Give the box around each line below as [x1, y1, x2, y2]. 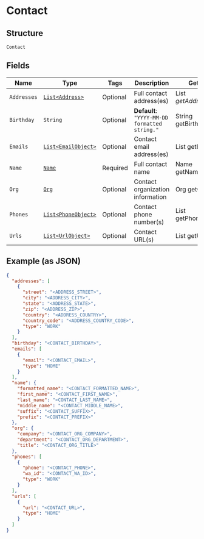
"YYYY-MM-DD [134, 114, 169, 121]
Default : [134, 106, 158, 115]
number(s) [134, 218, 165, 226]
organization [134, 185, 170, 193]
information [134, 193, 167, 201]
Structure [6, 28, 44, 38]
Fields [6, 60, 30, 71]
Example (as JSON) [6, 256, 81, 266]
